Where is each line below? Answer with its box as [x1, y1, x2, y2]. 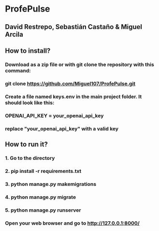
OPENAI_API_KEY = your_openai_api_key [5, 112, 104, 119]
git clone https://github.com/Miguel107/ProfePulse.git [5, 80, 136, 87]
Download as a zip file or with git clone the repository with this [5, 61, 155, 68]
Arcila [5, 30, 23, 38]
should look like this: [5, 99, 55, 106]
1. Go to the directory [5, 154, 55, 161]
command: [5, 67, 31, 74]
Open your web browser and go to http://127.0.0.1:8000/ [5, 219, 140, 226]
